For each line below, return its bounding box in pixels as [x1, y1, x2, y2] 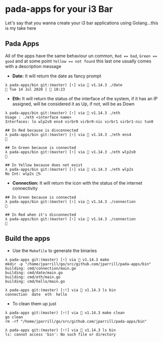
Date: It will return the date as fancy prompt [12, 73, 101, 79]
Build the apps [5, 234, 50, 243]
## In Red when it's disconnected [5, 212, 77, 217]
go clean [5, 314, 23, 320]
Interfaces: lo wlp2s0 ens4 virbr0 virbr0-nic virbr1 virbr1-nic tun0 [5, 119, 154, 124]
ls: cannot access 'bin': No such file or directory [5, 332, 116, 337]
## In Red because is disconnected [5, 128, 79, 133]
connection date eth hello [5, 292, 68, 297]
